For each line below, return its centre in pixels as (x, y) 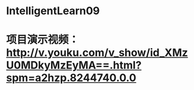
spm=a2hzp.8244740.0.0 (71, 78)
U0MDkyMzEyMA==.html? (74, 65)
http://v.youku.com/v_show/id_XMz (97, 53)
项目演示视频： (43, 40)
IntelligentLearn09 (53, 11)
